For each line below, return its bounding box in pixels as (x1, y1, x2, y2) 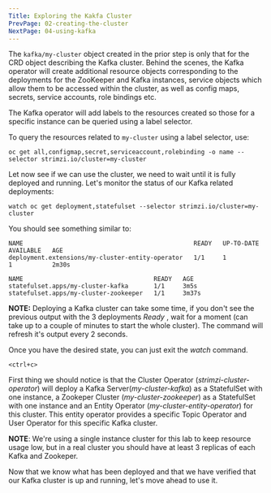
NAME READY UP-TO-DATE (8, 240, 260, 248)
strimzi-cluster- (197, 375, 250, 385)
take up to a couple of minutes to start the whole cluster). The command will (8, 321, 264, 331)
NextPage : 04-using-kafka (8, 27, 96, 35)
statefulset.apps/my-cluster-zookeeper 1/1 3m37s (8, 289, 201, 297)
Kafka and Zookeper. (8, 452, 79, 461)
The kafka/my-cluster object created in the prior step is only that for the (8, 50, 250, 59)
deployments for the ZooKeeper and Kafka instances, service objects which (8, 75, 262, 85)
